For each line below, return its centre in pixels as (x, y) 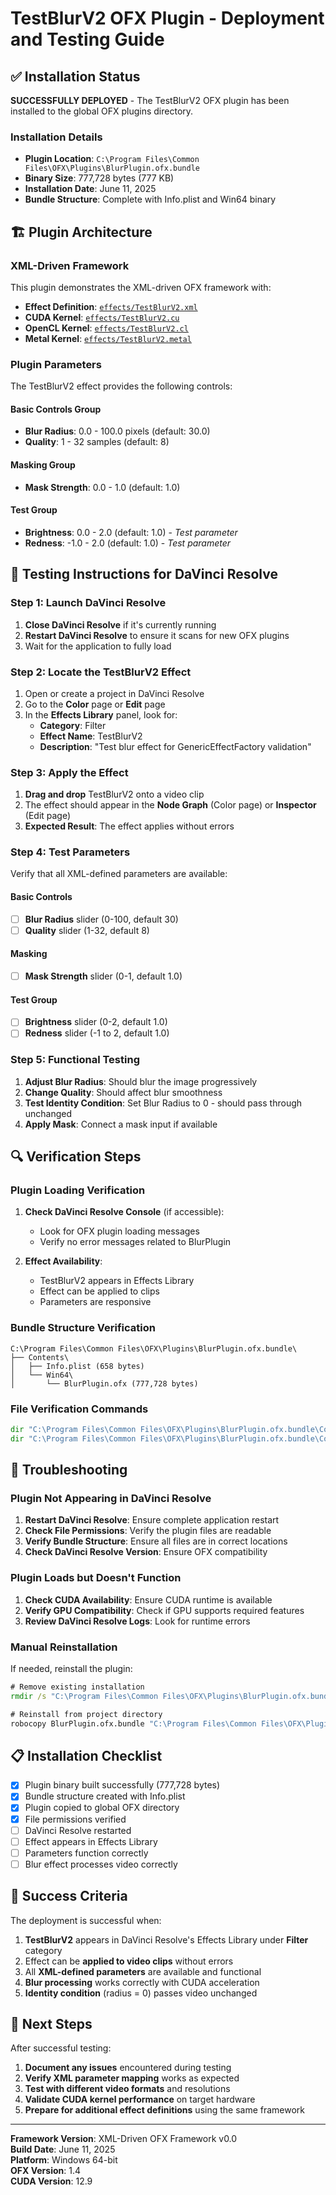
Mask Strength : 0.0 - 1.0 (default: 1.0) (102, 487)
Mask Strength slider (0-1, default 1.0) (103, 976)
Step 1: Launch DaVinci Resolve (88, 603)
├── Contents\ (40, 1357)
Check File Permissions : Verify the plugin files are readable (148, 1531)
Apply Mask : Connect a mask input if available (121, 1124)
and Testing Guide (87, 39)
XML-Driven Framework (70, 265)
